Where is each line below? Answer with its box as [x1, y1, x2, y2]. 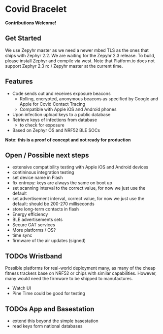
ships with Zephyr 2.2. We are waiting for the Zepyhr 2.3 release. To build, [5, 52, 156, 58]
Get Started [5, 34, 41, 42]
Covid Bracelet [5, 3, 67, 15]
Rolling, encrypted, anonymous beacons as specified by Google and [19, 95, 159, 102]
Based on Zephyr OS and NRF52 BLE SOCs [12, 127, 100, 133]
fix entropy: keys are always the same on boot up [12, 180, 112, 186]
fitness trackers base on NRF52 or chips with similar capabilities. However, [5, 270, 157, 276]
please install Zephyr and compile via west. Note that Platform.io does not [5, 58, 155, 64]
